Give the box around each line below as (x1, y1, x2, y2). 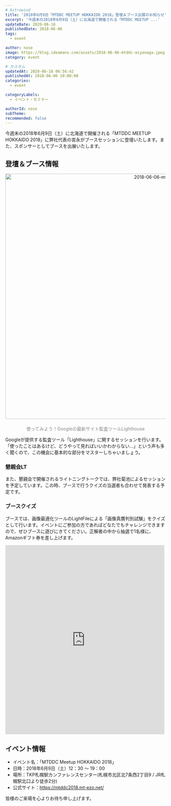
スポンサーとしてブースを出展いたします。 (14, 143, 103, 149)
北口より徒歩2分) (21, 778, 58, 785)
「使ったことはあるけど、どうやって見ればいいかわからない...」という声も (5, 443, 160, 449)
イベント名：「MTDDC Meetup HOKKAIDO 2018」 (12, 759, 117, 765)
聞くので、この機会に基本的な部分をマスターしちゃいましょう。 (9, 449, 144, 455)
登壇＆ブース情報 (5, 159, 59, 168)
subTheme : (5, 111, 26, 116)
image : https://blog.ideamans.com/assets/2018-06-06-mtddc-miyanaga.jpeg (5, 50, 165, 55)
